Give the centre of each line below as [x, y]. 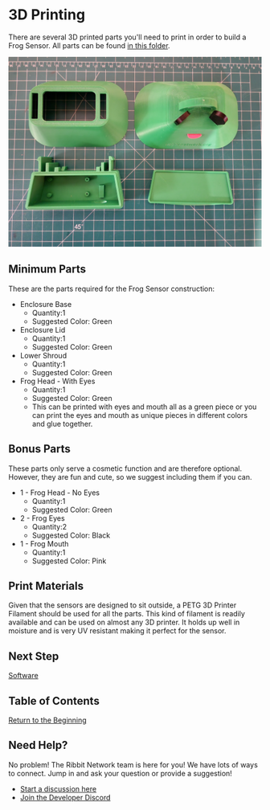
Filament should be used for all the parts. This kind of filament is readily [127, 614]
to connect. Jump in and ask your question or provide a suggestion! [121, 773]
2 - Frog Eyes [43, 518]
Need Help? [38, 745]
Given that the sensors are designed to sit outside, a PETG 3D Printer [123, 605]
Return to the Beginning [47, 720]
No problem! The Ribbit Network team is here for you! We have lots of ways [133, 764]
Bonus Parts [39, 449]
